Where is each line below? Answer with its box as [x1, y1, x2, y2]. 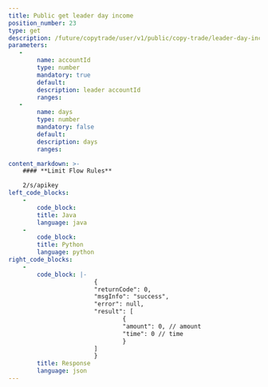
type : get [8, 26, 41, 34]
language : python [37, 248, 94, 256]
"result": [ [93, 308, 134, 316]
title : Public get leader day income [8, 11, 134, 20]
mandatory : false [37, 123, 94, 131]
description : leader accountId [37, 85, 141, 94]
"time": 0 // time [122, 330, 183, 338]
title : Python [37, 241, 84, 249]
